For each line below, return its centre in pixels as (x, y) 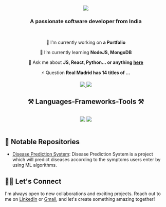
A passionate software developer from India (86, 22)
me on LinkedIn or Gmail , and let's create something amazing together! (80, 199)
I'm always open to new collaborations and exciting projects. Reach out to (83, 194)
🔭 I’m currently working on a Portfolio (86, 42)
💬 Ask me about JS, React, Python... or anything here (86, 62)
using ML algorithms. (34, 165)
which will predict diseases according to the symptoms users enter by (86, 160)
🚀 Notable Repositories (42, 142)
